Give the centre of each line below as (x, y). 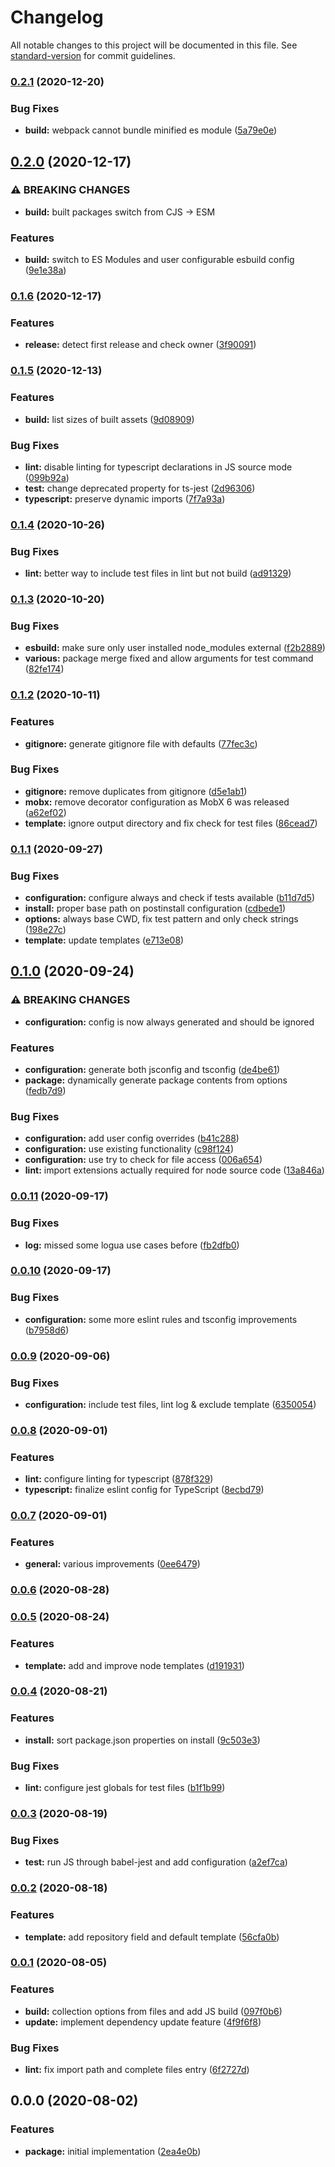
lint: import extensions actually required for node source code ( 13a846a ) (174, 1170)
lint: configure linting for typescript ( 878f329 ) (119, 1479)
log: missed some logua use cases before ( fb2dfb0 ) (132, 1245)
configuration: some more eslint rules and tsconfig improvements (161, 1319)
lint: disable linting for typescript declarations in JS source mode (158, 467)
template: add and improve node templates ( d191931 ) (134, 1665)
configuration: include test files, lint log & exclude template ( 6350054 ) (170, 1404)
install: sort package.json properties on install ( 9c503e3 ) (142, 1740)
